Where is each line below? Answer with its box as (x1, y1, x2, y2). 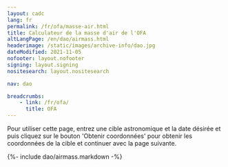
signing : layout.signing (7, 61, 79, 68)
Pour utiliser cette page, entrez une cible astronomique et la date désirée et (7, 125, 221, 132)
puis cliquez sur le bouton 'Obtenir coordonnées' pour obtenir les (7, 132, 193, 140)
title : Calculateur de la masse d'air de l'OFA (7, 29, 147, 37)
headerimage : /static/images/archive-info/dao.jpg (7, 42, 156, 49)
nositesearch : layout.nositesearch (7, 68, 110, 75)
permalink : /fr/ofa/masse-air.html (7, 23, 110, 30)
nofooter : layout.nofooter (7, 55, 85, 62)
